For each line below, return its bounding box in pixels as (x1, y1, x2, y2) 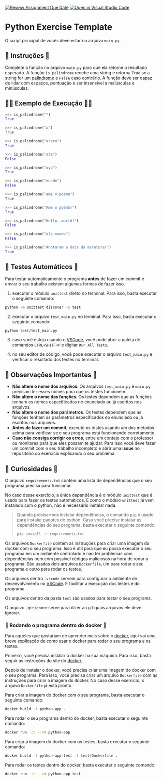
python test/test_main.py (5, 328, 57, 333)
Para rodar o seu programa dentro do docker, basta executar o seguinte (5, 715, 148, 721)
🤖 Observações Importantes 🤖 (5, 370, 98, 379)
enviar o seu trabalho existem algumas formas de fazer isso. (5, 281, 125, 286)
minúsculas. (5, 85, 29, 91)
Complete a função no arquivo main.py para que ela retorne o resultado (5, 65, 147, 70)
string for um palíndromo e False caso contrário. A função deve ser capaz (5, 75, 152, 81)
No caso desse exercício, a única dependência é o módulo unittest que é (5, 492, 153, 498)
